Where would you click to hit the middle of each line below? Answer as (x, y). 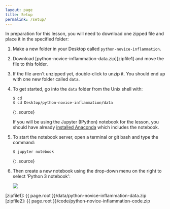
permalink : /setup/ (26, 19)
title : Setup (19, 15)
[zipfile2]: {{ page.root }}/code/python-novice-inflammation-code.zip (78, 201)
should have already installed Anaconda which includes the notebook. (86, 128)
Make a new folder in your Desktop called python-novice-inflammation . (87, 49)
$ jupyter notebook (33, 152)
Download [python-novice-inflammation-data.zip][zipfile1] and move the (88, 59)
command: (24, 143)
